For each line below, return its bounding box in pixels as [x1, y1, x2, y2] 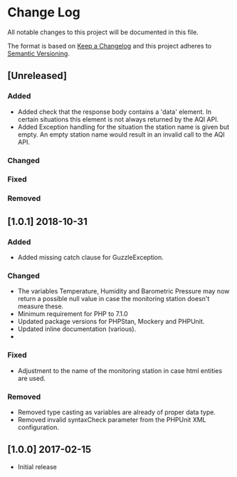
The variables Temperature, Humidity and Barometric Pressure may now [17, 287, 230, 295]
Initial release [17, 462, 57, 471]
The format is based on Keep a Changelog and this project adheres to [7, 41, 212, 50]
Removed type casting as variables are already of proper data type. [17, 407, 216, 416]
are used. [17, 374, 46, 382]
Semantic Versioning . [7, 49, 70, 58]
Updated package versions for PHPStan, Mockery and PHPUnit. [17, 318, 205, 326]
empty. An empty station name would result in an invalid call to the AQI [17, 130, 226, 139]
